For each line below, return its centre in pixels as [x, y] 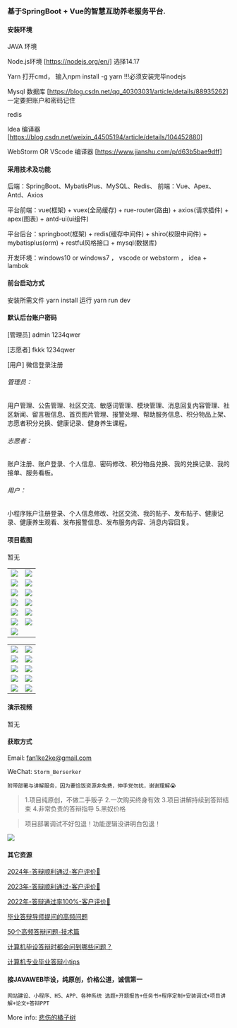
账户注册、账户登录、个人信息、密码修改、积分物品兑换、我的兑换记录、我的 [119, 464]
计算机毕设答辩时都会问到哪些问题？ [60, 947]
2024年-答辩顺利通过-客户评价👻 [54, 872]
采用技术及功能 [29, 169]
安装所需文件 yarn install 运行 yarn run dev [69, 300]
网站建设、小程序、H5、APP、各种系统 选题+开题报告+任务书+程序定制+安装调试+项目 [114, 996]
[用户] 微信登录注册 [35, 364]
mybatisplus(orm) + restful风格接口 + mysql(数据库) [82, 243]
